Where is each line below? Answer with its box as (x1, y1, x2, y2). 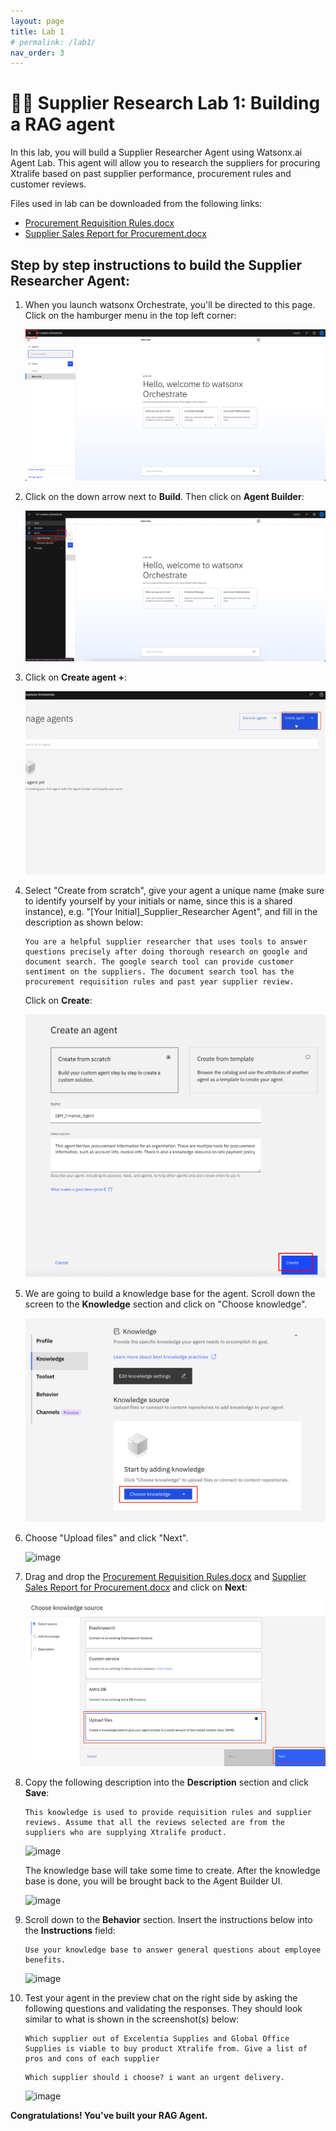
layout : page (10, 16, 65, 26)
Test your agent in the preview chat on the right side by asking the (24, 1992, 298, 2004)
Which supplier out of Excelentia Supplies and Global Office (24, 2034, 290, 2044)
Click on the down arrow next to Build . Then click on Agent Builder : (24, 490, 305, 502)
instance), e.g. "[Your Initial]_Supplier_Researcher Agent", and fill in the (24, 906, 318, 918)
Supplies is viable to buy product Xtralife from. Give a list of (24, 2044, 308, 2054)
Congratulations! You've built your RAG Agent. (10, 2110, 208, 2121)
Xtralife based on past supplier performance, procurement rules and (10, 168, 292, 180)
